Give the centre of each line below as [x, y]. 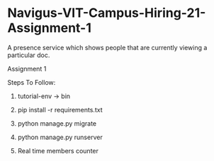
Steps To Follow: [32, 82]
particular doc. [29, 55]
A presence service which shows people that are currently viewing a [107, 47]
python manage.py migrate [57, 123]
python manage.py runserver [60, 137]
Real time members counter [58, 150]
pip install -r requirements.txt [60, 109]
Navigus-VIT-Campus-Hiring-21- [107, 13]
